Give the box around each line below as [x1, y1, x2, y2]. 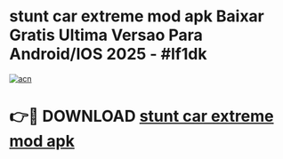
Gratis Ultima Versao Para [9, 25, 203, 45]
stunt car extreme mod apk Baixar [9, 6, 264, 27]
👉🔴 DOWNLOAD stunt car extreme [9, 107, 274, 126]
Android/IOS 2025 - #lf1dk [9, 44, 207, 64]
